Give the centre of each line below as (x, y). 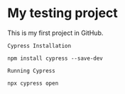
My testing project (63, 13)
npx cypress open (33, 83)
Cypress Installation (39, 46)
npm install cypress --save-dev (55, 58)
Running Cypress (31, 70)
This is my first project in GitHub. (55, 33)
